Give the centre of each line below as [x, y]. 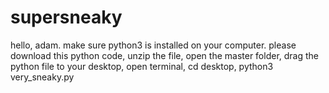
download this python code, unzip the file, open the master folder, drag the [165, 55]
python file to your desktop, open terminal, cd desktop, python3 [142, 66]
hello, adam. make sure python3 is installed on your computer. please [153, 45]
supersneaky [66, 17]
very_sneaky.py [42, 77]
